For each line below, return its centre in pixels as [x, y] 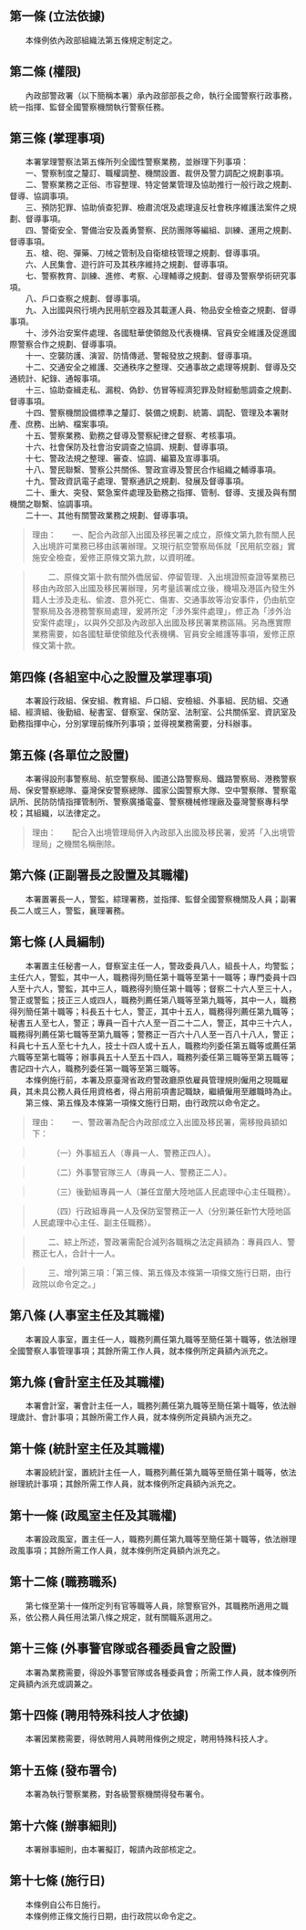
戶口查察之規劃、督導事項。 [93, 298]
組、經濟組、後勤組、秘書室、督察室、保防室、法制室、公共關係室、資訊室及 [153, 712]
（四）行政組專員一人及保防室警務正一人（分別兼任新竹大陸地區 [173, 1211]
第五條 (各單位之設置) [69, 755]
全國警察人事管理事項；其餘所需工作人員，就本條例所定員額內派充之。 [141, 1351]
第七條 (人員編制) [57, 942]
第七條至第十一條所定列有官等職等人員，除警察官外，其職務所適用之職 [157, 1605]
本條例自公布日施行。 [65, 1904]
